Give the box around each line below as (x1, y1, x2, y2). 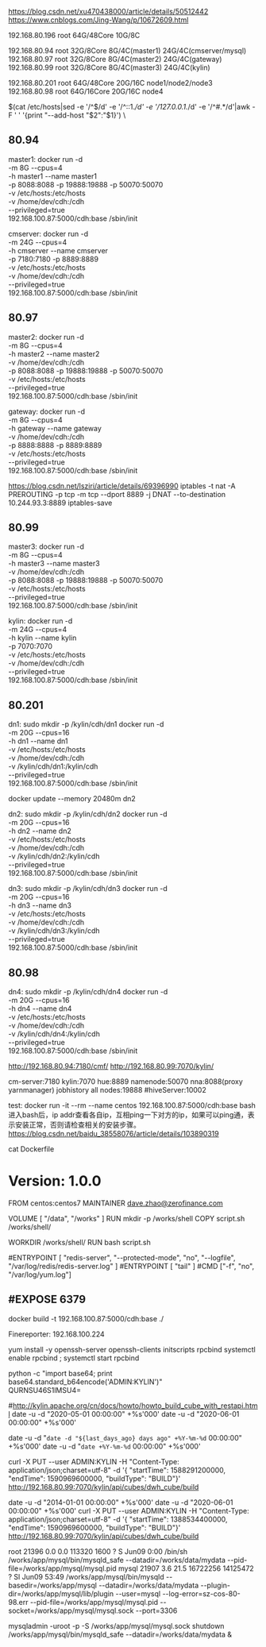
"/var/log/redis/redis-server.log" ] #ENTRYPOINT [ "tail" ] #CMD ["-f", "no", (8, 1262, 255, 1271)
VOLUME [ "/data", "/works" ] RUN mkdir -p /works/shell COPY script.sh (8, 1214, 245, 1223)
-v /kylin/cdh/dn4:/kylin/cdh (8, 1029, 101, 1039)
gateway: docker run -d (8, 407, 86, 416)
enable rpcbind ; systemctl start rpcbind (8, 1353, 140, 1363)
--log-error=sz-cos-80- (162, 1588, 241, 1599)
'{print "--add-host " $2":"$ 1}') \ (22, 110, 126, 120)
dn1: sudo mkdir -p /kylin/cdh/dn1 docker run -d (8, 719, 164, 729)
